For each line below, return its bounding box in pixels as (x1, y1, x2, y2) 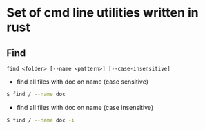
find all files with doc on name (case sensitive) (16, 77, 149, 86)
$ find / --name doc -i (6, 116, 75, 124)
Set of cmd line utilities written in (6, 5, 199, 21)
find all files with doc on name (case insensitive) (16, 103, 154, 111)
